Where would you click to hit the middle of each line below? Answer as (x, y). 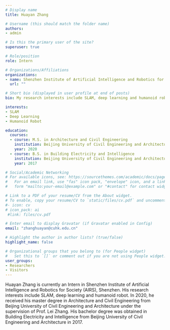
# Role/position (22, 56)
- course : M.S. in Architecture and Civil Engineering (69, 140)
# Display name (21, 10)
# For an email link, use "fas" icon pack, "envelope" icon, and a (80, 182)
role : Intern (19, 61)
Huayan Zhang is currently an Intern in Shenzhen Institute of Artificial (77, 284)
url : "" (18, 84)
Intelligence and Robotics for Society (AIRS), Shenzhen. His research (77, 290)
